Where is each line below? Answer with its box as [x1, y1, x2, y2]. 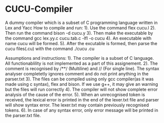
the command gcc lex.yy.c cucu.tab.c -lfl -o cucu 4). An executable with [5, 35, 152, 41]
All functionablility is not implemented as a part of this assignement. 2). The [5, 60, 158, 66]
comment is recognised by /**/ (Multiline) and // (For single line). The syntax [5, 65, 160, 72]
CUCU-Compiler [5, 3, 73, 15]
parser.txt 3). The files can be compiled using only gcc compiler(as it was [5, 76, 154, 82]
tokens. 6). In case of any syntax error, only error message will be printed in [5, 107, 159, 113]
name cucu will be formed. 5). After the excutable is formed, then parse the [5, 40, 158, 46]
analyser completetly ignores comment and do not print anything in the [5, 71, 149, 76]
